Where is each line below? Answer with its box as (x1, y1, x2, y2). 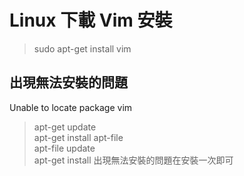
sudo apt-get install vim (33, 42, 132, 55)
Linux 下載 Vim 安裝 (9, 9, 173, 32)
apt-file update (33, 142, 96, 154)
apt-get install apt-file (33, 131, 124, 143)
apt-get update (33, 121, 97, 133)
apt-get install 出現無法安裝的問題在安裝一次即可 (33, 154, 234, 166)
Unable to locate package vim (9, 101, 133, 113)
